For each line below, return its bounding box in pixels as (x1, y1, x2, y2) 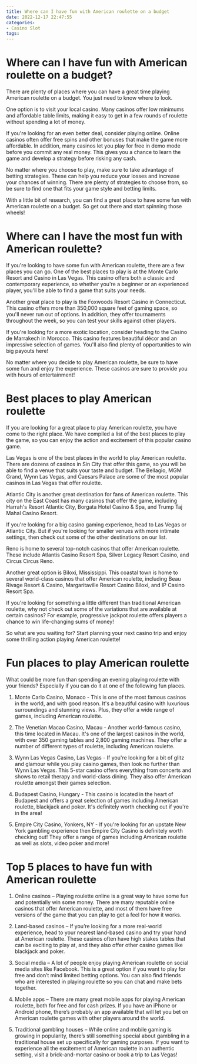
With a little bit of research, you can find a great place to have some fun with (6, 197, 191, 204)
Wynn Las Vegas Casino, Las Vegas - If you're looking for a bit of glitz (14, 754, 185, 761)
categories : (6, 19, 35, 25)
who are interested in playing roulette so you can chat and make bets (14, 978, 182, 985)
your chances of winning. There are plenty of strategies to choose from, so (6, 179, 188, 186)
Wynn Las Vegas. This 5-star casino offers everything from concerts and (14, 767, 192, 774)
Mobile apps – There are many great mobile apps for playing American (14, 996, 186, 1003)
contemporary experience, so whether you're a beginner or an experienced (6, 281, 189, 287)
